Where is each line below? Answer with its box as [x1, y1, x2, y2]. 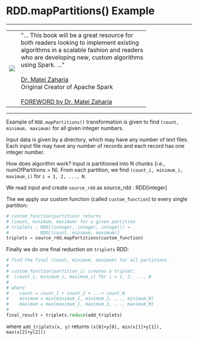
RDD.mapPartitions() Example [6, 4, 155, 18]
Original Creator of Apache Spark [21, 83, 113, 91]
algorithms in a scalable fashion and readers [21, 46, 143, 54]
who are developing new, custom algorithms [21, 53, 144, 61]
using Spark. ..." [21, 60, 65, 69]
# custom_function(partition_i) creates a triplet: [6, 268, 136, 274]
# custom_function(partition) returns [6, 213, 101, 219]
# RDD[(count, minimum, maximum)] [6, 229, 120, 236]
